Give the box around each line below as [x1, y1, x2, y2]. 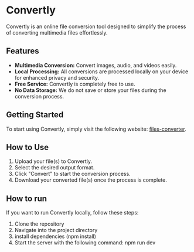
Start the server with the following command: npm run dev [14, 239, 156, 246]
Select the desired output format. [14, 164, 95, 171]
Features [6, 46, 39, 56]
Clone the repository [14, 220, 64, 227]
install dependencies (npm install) [14, 233, 97, 240]
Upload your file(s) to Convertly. [14, 158, 93, 165]
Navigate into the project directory [14, 227, 98, 234]
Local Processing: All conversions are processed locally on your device [14, 68, 189, 75]
